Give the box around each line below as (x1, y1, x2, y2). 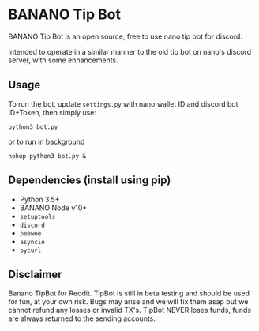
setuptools (19, 213, 56, 220)
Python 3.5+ (19, 194, 61, 204)
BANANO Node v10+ (19, 203, 88, 213)
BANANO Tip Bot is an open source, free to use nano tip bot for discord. (8, 32, 243, 41)
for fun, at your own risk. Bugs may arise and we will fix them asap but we (8, 297, 249, 307)
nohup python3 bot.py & (8, 152, 87, 160)
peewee (19, 229, 42, 238)
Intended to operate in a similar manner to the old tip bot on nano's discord (8, 47, 252, 56)
